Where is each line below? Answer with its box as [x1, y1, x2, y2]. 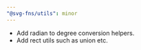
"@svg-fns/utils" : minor [6, 10, 78, 17]
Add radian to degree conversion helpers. [16, 29, 135, 37]
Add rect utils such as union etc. [16, 36, 108, 45]
